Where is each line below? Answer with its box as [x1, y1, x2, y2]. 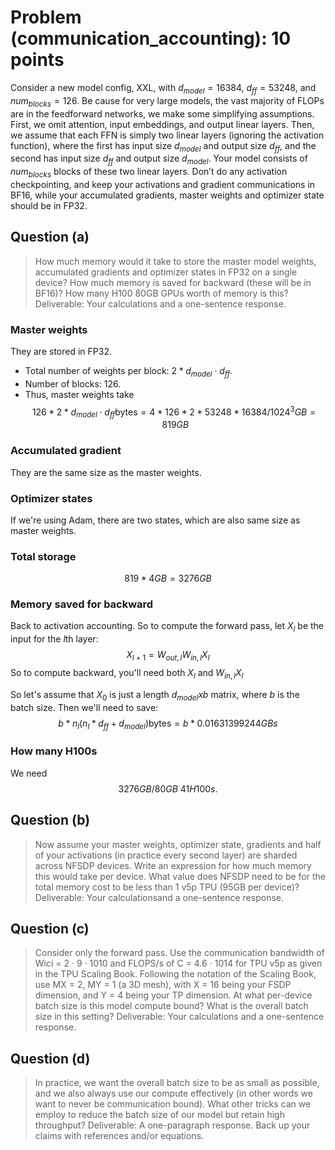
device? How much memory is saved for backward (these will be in [34, 276, 312, 288]
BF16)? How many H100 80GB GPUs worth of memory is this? [34, 287, 289, 299]
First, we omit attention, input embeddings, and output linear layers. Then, [10, 118, 315, 130]
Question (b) [10, 812, 91, 829]
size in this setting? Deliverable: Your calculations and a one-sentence [34, 1011, 325, 1023]
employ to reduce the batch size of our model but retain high [34, 1109, 285, 1121]
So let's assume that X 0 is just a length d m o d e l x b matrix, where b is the [10, 688, 300, 703]
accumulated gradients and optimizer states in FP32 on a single [34, 266, 298, 278]
